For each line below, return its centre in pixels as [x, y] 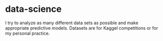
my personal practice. [27, 33]
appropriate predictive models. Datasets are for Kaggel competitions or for [82, 28]
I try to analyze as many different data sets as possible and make [72, 23]
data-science [33, 9]
